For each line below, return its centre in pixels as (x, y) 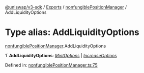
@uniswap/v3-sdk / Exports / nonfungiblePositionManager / (66, 7)
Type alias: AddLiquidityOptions (72, 32)
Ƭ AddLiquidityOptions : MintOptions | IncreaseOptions (61, 55)
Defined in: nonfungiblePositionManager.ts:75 (51, 65)
